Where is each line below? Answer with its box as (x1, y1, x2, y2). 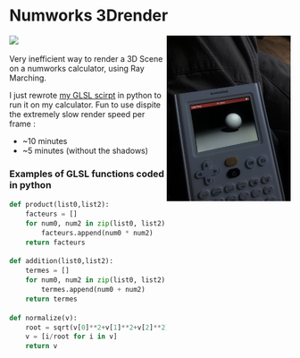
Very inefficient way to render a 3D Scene (9, 53, 163, 64)
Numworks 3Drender (9, 5, 169, 26)
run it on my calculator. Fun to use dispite (9, 99, 161, 110)
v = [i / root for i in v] (25, 332, 118, 341)
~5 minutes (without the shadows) (21, 145, 149, 156)
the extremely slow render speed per (9, 108, 146, 119)
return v (25, 342, 58, 351)
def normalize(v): (9, 313, 78, 322)
